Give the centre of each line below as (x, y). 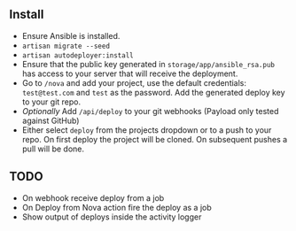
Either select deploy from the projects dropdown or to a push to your (147, 130)
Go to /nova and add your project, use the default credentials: (134, 82)
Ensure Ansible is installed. (71, 35)
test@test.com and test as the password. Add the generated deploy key (153, 92)
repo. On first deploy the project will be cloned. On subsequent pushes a (155, 139)
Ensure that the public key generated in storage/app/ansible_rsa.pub (148, 64)
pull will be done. (53, 149)
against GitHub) (51, 120)
